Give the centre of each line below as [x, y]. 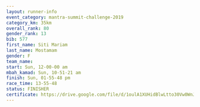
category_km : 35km [29, 23]
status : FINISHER [28, 89]
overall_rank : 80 [28, 28]
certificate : [22, 95]
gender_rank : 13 [26, 34]
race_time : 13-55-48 [32, 84]
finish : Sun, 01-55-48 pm [38, 78]
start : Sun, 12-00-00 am [37, 67]
